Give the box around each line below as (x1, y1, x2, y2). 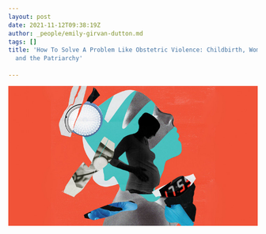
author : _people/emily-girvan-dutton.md (8, 29, 144, 37)
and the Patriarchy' (15, 55, 83, 62)
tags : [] (8, 38, 37, 46)
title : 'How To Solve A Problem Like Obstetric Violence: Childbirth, (8, 46, 246, 55)
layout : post (8, 13, 51, 21)
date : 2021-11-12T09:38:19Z (8, 21, 101, 29)
